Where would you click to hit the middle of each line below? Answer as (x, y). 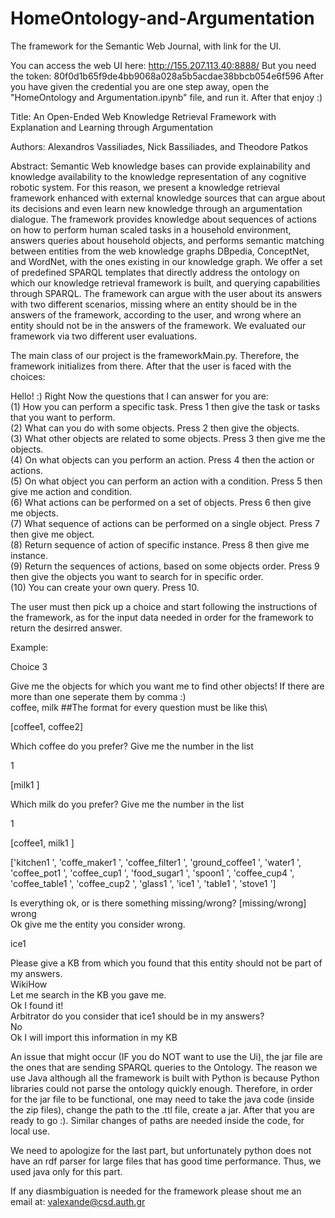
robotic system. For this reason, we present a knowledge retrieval (145, 187)
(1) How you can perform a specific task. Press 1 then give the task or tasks (165, 406)
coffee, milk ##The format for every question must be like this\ (139, 707)
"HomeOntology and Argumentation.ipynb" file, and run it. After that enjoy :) (166, 97)
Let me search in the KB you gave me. (88, 994)
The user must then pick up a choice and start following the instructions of (164, 606)
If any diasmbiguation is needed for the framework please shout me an (156, 1191)
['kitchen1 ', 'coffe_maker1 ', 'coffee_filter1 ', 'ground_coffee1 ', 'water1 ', (156, 862)
